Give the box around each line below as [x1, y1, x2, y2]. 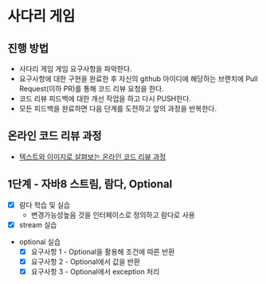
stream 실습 [18, 220, 57, 229]
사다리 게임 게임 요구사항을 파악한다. [18, 64, 132, 73]
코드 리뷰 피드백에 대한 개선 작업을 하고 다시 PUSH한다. [18, 94, 192, 103]
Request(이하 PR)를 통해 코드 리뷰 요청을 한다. [18, 84, 164, 93]
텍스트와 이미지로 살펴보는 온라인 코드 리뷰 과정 [18, 152, 166, 161]
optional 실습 [18, 236, 61, 247]
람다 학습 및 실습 [18, 200, 71, 209]
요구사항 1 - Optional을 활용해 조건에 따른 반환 [30, 247, 175, 256]
